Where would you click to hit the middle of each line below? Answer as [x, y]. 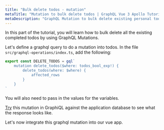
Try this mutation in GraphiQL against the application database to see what [80, 108]
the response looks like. [29, 112]
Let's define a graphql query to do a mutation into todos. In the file [72, 47]
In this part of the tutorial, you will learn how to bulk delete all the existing [79, 33]
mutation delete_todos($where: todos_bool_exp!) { [66, 66]
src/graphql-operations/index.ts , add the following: [58, 52]
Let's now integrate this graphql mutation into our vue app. [64, 122]
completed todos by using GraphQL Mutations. [52, 38]
